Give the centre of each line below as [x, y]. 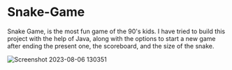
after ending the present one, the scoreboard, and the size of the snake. [111, 46]
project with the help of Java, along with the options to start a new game [111, 38]
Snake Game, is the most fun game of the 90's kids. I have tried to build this [116, 31]
